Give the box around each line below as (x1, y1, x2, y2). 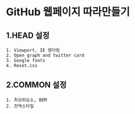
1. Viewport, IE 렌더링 (6, 47, 60, 53)
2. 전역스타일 (6, 103, 34, 109)
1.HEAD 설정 (6, 30, 49, 40)
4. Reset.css (6, 63, 38, 68)
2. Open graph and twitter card (6, 53, 84, 58)
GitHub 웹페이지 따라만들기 (6, 5, 130, 19)
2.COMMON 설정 (6, 80, 67, 90)
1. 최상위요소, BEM (6, 97, 47, 103)
